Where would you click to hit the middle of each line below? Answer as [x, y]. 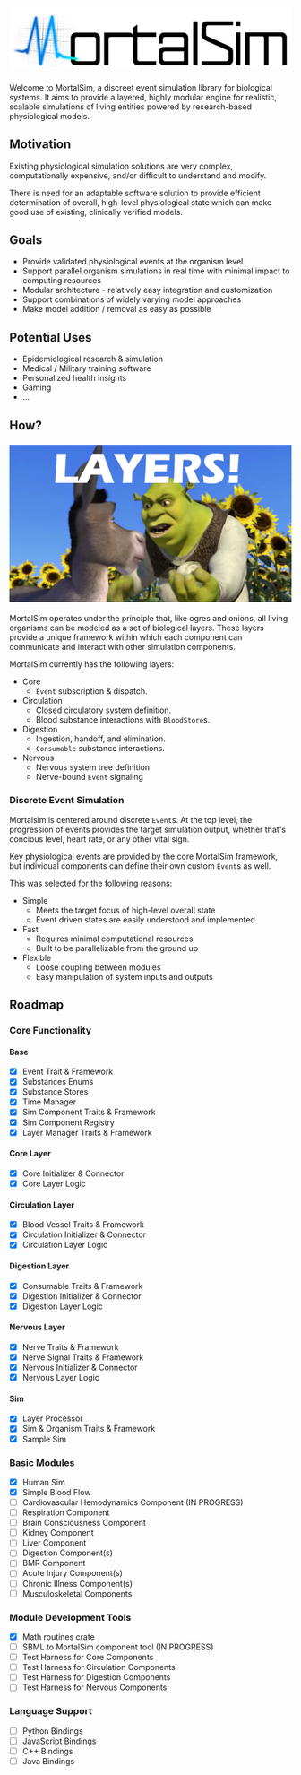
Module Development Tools [70, 1617]
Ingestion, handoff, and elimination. [100, 739]
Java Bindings [48, 1761]
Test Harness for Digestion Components [96, 1677]
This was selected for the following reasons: [91, 883]
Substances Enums [58, 1082]
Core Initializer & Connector [73, 1173]
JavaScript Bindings [59, 1741]
